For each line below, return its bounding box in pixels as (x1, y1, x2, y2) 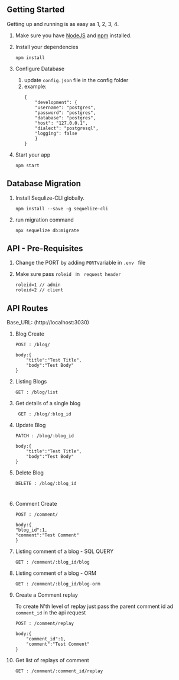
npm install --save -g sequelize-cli (15, 206, 109, 212)
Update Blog (15, 422, 46, 429)
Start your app (15, 151, 51, 158)
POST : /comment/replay (15, 620, 74, 627)
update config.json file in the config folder (24, 76, 129, 83)
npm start (15, 162, 40, 168)
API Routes (6, 303, 48, 313)
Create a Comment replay (15, 591, 79, 598)
